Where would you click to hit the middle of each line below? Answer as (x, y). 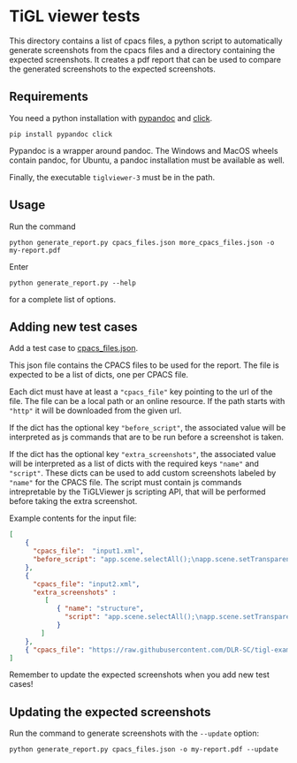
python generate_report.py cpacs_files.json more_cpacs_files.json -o (142, 242)
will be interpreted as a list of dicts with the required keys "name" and (134, 464)
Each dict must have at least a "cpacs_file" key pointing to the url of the (141, 392)
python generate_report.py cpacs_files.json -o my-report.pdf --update (144, 750)
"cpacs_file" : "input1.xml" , (88, 551)
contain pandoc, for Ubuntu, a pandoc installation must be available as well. (147, 160)
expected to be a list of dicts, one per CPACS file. (99, 375)
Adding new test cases (74, 327)
